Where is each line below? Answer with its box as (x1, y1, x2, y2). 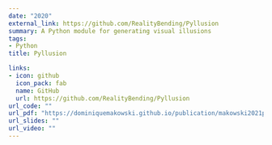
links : (8, 64, 31, 73)
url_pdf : (8, 109, 38, 117)
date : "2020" (8, 11, 53, 20)
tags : (8, 34, 27, 43)
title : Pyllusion (8, 49, 67, 58)
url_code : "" (8, 102, 53, 110)
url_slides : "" (8, 117, 60, 126)
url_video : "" (8, 125, 57, 133)
